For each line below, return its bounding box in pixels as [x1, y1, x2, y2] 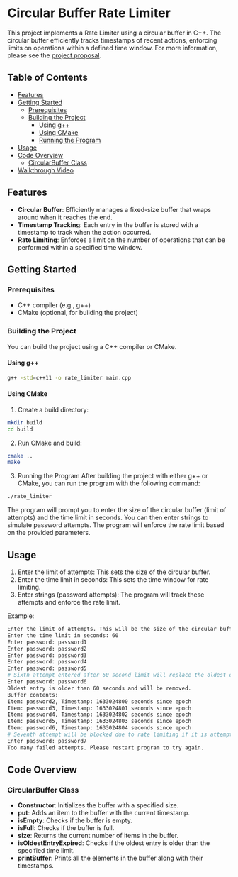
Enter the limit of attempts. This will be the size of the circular [7, 626, 217, 633]
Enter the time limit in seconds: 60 [7, 631, 119, 639]
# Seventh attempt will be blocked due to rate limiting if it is [7, 731, 208, 739]
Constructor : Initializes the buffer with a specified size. [17, 801, 179, 810]
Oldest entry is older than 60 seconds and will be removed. [7, 685, 192, 692]
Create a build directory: [17, 405, 89, 414]
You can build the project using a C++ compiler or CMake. [7, 342, 177, 351]
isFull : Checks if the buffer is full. [17, 824, 115, 832]
